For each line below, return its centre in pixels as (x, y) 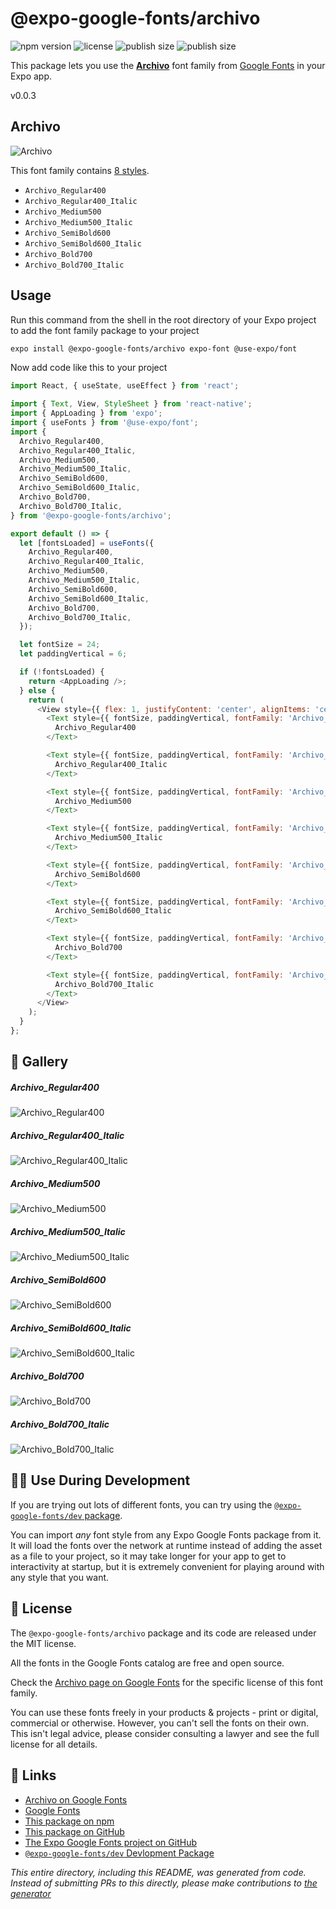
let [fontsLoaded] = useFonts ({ (87, 543)
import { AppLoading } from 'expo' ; (86, 413)
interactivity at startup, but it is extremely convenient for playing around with (167, 1566)
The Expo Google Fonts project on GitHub (110, 1842)
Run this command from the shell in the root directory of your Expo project (163, 319)
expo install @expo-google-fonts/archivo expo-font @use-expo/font (154, 348)
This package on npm (69, 1821)
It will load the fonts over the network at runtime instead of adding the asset (166, 1545)
